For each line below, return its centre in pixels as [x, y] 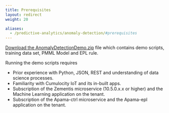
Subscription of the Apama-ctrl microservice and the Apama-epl [80, 100]
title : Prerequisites [28, 10]
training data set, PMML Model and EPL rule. [52, 53]
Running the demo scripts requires [41, 63]
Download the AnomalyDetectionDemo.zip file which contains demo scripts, [85, 48]
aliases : [14, 28]
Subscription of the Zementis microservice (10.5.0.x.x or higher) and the [88, 89]
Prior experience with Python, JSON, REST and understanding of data [86, 73]
